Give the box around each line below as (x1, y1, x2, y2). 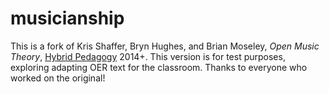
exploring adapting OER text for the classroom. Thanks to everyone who (10, 61, 308, 73)
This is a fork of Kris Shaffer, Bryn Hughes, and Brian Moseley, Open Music (10, 40, 320, 52)
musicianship (10, 7, 125, 30)
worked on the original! (10, 72, 106, 84)
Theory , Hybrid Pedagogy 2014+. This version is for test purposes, (10, 50, 286, 62)
